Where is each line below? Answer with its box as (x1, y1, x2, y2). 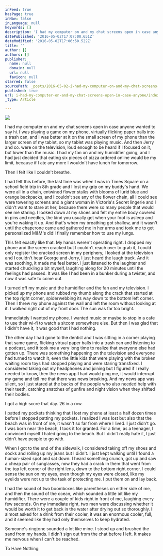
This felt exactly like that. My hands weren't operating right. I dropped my (5, 239, 152, 245)
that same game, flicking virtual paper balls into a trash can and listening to (5, 340, 155, 346)
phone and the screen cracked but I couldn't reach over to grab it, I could (5, 245, 151, 251)
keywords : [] (5, 25, 32, 30)
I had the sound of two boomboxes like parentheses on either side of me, (5, 486, 151, 492)
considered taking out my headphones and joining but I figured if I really (5, 365, 149, 371)
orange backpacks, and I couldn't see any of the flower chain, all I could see (5, 194, 158, 200)
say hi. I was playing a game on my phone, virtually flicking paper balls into (5, 129, 155, 135)
